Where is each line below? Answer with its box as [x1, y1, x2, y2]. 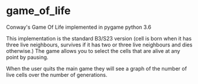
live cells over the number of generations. [6, 71, 108, 78]
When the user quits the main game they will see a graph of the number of [6, 65, 187, 72]
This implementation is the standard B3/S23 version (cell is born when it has [6, 35, 192, 42]
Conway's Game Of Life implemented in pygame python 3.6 [6, 23, 152, 31]
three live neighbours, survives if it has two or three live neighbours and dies [6, 41, 193, 48]
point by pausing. [6, 53, 48, 61]
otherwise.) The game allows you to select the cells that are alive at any [6, 47, 180, 54]
